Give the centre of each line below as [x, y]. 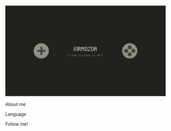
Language [16, 114]
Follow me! [17, 124]
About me [16, 104]
